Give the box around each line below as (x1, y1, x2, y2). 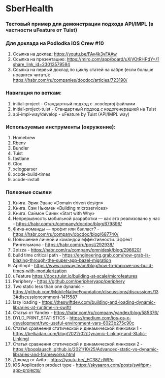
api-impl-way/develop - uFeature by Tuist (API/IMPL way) (12, 111, 130, 117)
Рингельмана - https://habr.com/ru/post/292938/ (12, 242, 114, 248)
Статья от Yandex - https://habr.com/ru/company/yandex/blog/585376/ (12, 310, 159, 315)
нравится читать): (12, 72, 51, 78)
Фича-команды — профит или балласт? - (12, 226, 99, 232)
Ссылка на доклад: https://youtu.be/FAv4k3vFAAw (12, 51, 117, 57)
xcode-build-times (12, 171, 51, 177)
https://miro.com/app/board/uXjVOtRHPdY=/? (66, 56, 160, 62)
